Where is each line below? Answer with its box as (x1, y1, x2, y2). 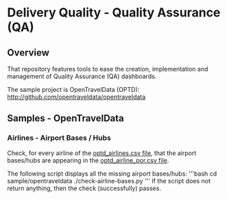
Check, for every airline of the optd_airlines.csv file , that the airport (7, 149, 197, 157)
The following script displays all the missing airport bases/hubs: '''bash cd (7, 169, 217, 178)
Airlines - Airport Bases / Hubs (7, 133, 111, 143)
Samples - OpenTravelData (7, 113, 125, 124)
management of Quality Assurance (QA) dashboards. (7, 72, 157, 80)
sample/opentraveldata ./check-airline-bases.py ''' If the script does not (7, 176, 211, 185)
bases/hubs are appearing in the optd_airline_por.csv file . (7, 156, 169, 164)
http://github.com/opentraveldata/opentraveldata (7, 93, 146, 101)
